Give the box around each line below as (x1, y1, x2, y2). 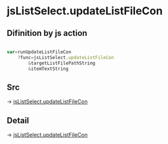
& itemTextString (28, 66, 69, 72)
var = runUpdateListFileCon (7, 49, 71, 55)
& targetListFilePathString (28, 60, 96, 66)
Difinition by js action (7, 28, 87, 38)
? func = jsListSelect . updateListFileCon (17, 54, 114, 60)
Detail (7, 115, 29, 125)
